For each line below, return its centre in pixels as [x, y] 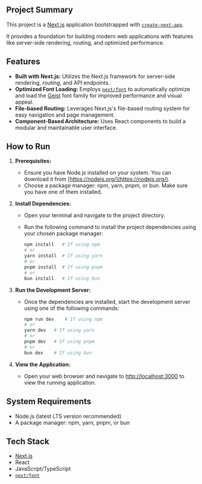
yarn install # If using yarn [63, 256]
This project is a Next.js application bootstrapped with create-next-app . [95, 24]
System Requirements [49, 402]
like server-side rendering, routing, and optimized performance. [85, 42]
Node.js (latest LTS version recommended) [68, 416]
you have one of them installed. [63, 192]
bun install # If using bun [62, 278]
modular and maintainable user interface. [66, 127]
